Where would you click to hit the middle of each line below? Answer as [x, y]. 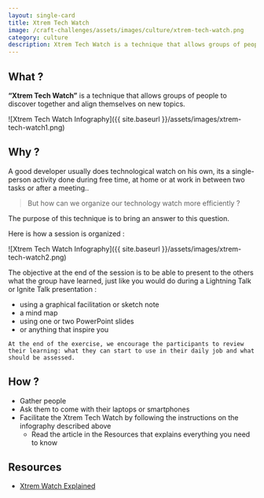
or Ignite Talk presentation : [52, 289]
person [20, 179]
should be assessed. [42, 358]
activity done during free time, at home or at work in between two [139, 179]
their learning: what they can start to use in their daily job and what [132, 351]
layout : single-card [42, 15]
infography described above [65, 426]
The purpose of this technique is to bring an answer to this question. [119, 218]
